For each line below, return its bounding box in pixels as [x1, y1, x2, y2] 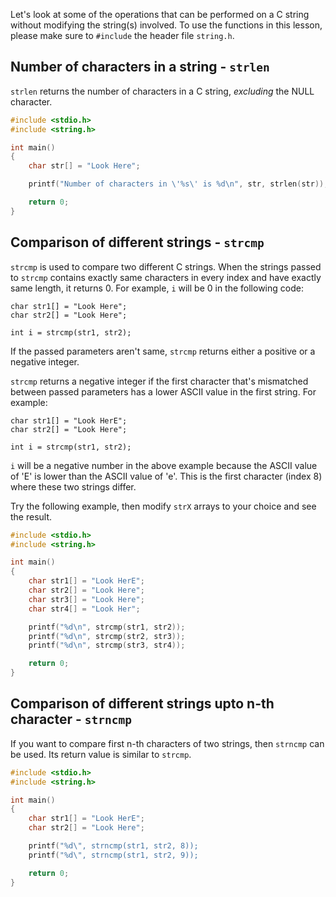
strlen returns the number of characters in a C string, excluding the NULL [10, 85, 315, 97]
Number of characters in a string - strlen [10, 59, 270, 76]
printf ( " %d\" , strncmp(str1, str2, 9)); [28, 850, 199, 860]
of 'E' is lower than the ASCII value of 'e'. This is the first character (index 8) [10, 470, 323, 482]
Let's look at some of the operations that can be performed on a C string [10, 9, 310, 20]
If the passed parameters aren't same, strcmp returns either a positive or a [10, 345, 316, 357]
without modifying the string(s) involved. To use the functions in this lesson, [10, 19, 323, 31]
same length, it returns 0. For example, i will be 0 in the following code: [10, 282, 304, 294]
